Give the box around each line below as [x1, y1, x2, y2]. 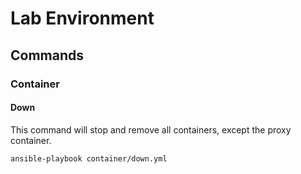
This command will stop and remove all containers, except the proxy [10, 123, 292, 136]
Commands [10, 47, 85, 64]
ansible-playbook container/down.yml [10, 153, 168, 164]
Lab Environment [10, 7, 155, 30]
